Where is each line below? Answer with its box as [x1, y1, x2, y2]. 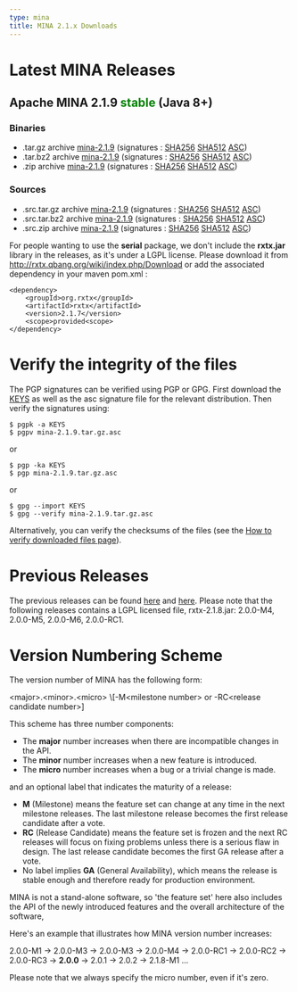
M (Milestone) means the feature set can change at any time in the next [21, 799, 285, 810]
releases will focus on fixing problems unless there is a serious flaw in [21, 837, 279, 847]
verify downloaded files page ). [9, 534, 122, 545]
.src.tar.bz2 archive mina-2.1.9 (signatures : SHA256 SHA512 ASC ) [21, 213, 266, 224]
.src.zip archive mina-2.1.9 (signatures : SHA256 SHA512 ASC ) [21, 222, 252, 233]
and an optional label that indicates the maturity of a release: [9, 781, 232, 792]
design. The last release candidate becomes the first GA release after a [21, 847, 284, 857]
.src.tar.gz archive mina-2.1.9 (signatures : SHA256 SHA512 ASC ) [21, 203, 261, 214]
